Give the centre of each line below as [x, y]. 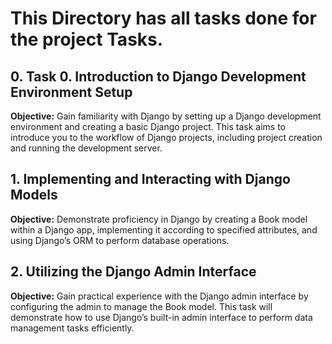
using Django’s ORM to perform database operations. [120, 240]
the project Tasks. [87, 39]
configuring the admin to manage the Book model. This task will [141, 306]
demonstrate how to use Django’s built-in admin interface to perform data [161, 317]
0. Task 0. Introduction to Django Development [158, 76]
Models [34, 195]
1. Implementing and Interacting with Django [150, 179]
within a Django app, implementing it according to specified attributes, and [164, 229]
